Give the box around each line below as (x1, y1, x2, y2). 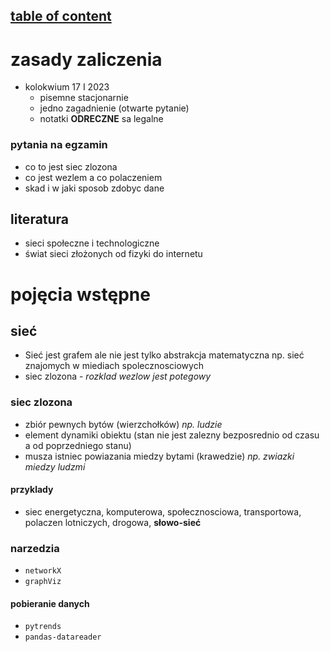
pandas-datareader (24, 632, 102, 643)
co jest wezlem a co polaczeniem (24, 171, 163, 183)
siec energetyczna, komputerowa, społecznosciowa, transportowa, (24, 505, 302, 518)
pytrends (24, 622, 62, 632)
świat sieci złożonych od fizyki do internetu (24, 248, 203, 260)
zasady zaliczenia (10, 48, 163, 71)
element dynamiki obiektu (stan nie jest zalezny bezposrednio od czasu (24, 429, 320, 441)
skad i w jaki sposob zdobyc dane (24, 182, 165, 194)
